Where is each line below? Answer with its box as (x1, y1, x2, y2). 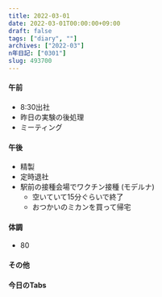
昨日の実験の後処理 (19, 112, 85, 122)
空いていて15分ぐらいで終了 (31, 192, 124, 202)
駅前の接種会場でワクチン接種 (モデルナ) (19, 182, 155, 192)
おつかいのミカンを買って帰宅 (31, 203, 131, 212)
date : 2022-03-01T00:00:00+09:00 (8, 19, 121, 27)
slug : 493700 (8, 57, 52, 65)
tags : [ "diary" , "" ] (8, 34, 78, 43)
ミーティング (19, 123, 63, 132)
